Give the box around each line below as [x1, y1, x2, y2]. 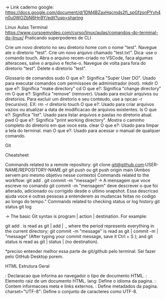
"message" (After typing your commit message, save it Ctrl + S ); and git [5, 234, 153, 239]
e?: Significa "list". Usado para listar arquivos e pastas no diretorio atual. [5, 112, 153, 118]
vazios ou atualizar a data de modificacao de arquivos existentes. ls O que [5, 106, 157, 112]
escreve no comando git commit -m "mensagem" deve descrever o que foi [5, 183, 158, 189]
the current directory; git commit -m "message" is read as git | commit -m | [5, 228, 159, 234]
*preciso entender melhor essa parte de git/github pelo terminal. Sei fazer [5, 249, 156, 254]
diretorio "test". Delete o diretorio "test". [5, 65, 87, 71]
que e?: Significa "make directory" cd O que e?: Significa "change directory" [5, 86, 162, 91]
